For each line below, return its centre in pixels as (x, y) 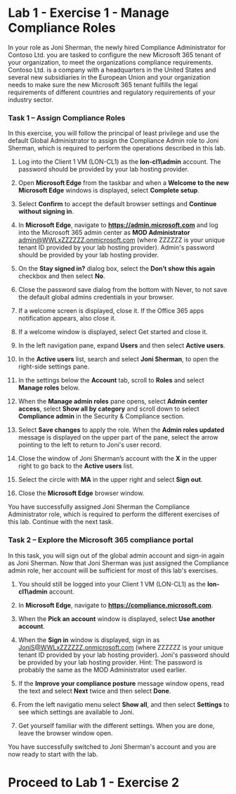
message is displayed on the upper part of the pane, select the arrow (118, 437)
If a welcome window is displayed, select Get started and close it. (113, 332)
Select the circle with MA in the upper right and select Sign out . (110, 480)
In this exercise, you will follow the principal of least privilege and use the (114, 133)
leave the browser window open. (65, 733)
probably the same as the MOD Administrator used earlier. (102, 670)
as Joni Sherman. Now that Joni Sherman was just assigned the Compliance (118, 563)
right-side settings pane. (54, 366)
